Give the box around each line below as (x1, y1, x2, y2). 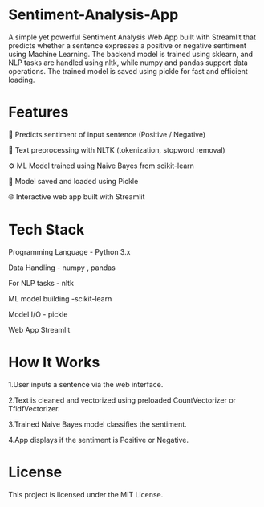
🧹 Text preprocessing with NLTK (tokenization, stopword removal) (8, 145, 226, 154)
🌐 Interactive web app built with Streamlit (8, 191, 145, 202)
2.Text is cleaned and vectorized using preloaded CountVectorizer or (8, 395, 237, 405)
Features (8, 103, 69, 121)
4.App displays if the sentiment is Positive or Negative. (8, 435, 189, 444)
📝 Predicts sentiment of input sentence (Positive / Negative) (8, 129, 206, 139)
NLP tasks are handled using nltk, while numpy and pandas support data (8, 58, 249, 67)
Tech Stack (8, 221, 85, 239)
